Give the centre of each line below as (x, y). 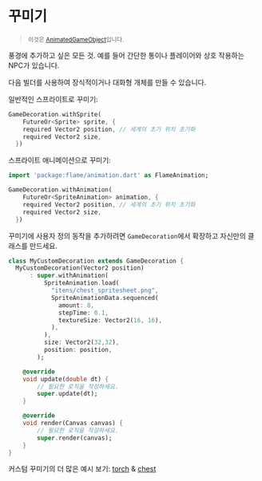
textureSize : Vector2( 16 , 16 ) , (110, 320)
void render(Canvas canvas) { (73, 424)
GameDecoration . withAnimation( (60, 190)
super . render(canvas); (75, 438)
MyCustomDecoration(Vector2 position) (80, 268)
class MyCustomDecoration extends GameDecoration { (96, 261)
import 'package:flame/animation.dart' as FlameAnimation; (109, 175)
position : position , (78, 350)
